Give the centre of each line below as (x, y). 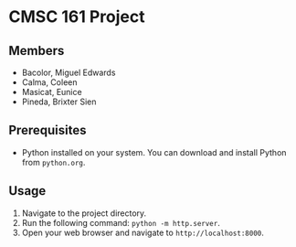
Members (37, 51)
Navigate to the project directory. (84, 213)
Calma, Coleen (49, 82)
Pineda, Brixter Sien (59, 102)
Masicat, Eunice (52, 92)
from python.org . (53, 162)
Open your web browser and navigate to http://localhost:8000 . (143, 232)
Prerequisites (48, 130)
